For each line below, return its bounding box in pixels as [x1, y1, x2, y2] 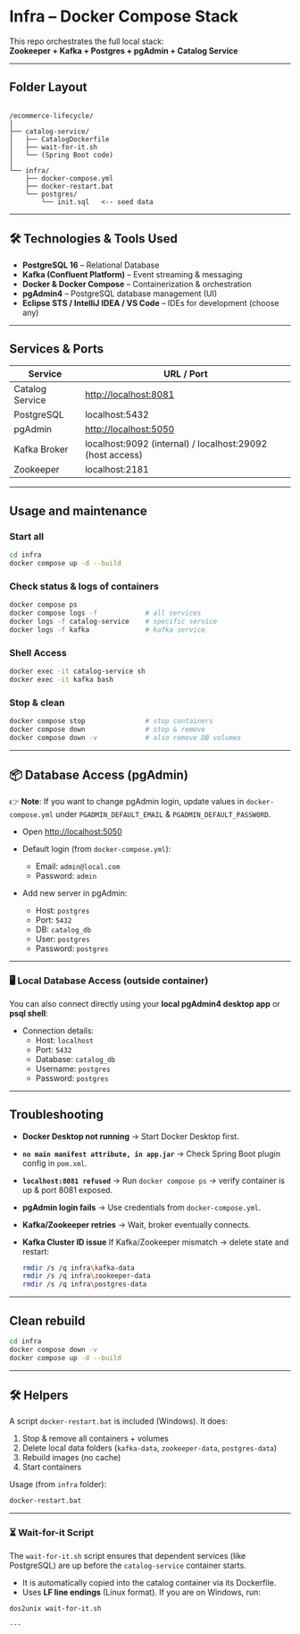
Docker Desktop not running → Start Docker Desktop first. [21, 1130, 239, 1142]
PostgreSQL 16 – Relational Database [21, 260, 160, 270]
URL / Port [163, 368, 208, 380]
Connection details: [21, 1025, 95, 1035]
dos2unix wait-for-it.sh [9, 1604, 102, 1613]
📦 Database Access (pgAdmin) [9, 767, 189, 782]
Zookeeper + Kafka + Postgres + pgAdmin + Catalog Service [9, 45, 238, 55]
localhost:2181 [84, 464, 149, 476]
